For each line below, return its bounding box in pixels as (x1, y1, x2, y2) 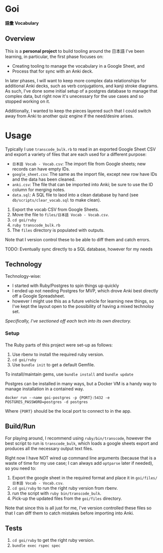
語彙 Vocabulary (5, 20, 39, 26)
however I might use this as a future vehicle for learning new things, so (12, 298, 154, 304)
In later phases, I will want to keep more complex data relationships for (5, 77, 147, 83)
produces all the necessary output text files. (5, 445, 93, 451)
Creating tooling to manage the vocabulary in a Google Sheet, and (12, 63, 145, 69)
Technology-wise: (5, 273, 41, 279)
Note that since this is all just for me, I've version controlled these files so (5, 505, 152, 511)
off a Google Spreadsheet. (12, 293, 65, 299)
